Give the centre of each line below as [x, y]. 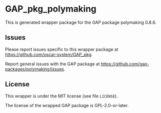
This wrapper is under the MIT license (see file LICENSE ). [61, 96]
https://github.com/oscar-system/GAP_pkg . [49, 54]
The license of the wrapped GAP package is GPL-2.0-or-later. [67, 105]
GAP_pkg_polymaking [51, 9]
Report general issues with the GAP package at [52, 64]
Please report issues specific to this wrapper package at [62, 49]
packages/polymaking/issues [35, 69]
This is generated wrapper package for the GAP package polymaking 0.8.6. [81, 22]
